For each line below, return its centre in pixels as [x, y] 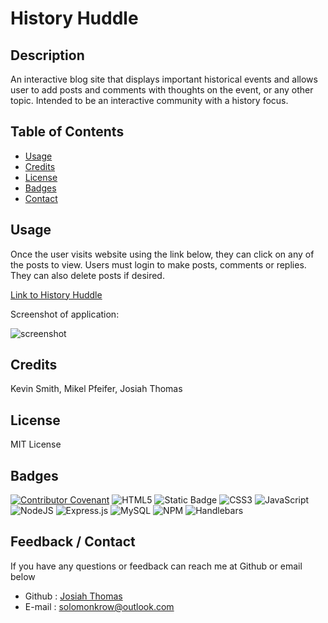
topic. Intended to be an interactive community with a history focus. [149, 100]
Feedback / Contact [73, 542]
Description [47, 55]
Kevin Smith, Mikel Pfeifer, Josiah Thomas [96, 389]
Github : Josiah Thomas [73, 596]
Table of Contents [67, 132]
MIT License [36, 444]
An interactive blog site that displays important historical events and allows [164, 79]
